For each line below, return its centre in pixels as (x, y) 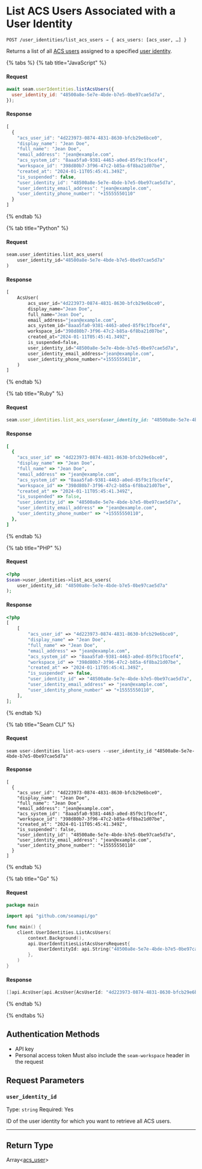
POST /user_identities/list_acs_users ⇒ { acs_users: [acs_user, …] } (96, 40)
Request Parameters (45, 1081)
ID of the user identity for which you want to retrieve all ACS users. (89, 1121)
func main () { (24, 927)
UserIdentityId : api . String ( (75, 949)
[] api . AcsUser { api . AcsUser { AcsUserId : (55, 993)
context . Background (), (56, 938)
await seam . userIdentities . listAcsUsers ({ (60, 89)
